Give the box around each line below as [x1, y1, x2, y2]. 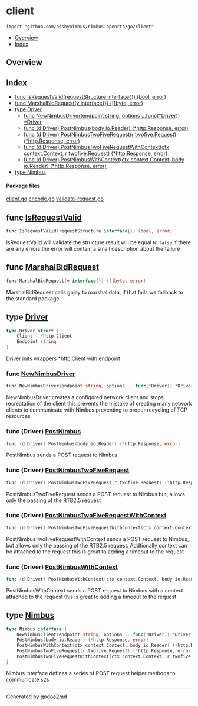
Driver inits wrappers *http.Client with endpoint [6, 355, 121, 362]
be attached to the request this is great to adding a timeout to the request [6, 548, 184, 555]
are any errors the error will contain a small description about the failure [6, 245, 180, 252]
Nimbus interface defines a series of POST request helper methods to [6, 669, 176, 676]
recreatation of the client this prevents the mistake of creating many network [6, 400, 192, 407]
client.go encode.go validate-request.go [6, 195, 104, 202]
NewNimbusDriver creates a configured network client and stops [6, 394, 164, 401]
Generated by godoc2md [6, 693, 67, 700]
